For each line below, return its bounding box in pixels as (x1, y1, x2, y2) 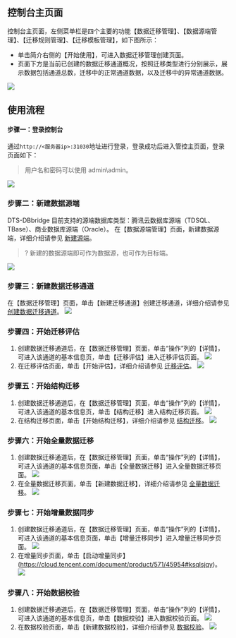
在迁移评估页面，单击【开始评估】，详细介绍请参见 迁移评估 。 (17, 362, 196, 371)
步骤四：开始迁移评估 (7, 327, 80, 337)
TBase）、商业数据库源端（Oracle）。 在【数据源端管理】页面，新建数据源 (7, 224, 220, 233)
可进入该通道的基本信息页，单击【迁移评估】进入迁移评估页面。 (17, 353, 203, 361)
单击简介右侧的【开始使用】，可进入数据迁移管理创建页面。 (17, 50, 188, 59)
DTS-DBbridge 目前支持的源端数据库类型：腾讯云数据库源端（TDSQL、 (7, 216, 214, 224)
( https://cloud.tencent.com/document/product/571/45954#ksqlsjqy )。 (17, 560, 222, 569)
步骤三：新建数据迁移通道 (7, 281, 94, 291)
